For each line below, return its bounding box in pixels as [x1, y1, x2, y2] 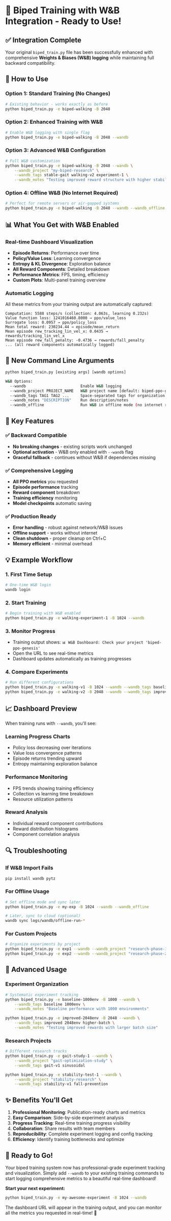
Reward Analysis [5, 809, 48, 816]
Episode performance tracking [12, 484, 78, 490]
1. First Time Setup [5, 571, 52, 578]
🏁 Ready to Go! [5, 1151, 53, 1160]
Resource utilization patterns [12, 796, 73, 802]
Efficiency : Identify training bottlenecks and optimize [12, 1136, 125, 1143]
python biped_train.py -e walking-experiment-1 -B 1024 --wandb [5, 616, 145, 621]
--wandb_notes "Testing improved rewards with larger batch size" [14, 1025, 158, 1030]
